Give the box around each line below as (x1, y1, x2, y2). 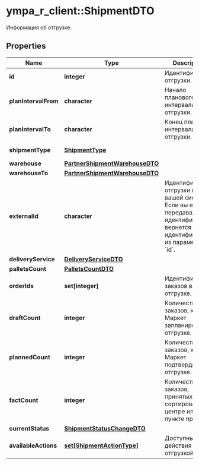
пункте (165, 415, 185, 423)
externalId (9, 212, 38, 220)
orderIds (9, 281, 34, 290)
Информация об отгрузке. (6, 24, 72, 31)
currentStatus (9, 424, 49, 432)
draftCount (9, 314, 41, 322)
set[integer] (64, 281, 99, 290)
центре (165, 407, 185, 415)
